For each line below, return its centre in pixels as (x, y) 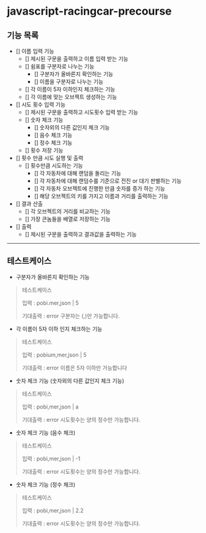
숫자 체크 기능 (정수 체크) (46, 484)
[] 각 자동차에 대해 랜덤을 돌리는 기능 (78, 173)
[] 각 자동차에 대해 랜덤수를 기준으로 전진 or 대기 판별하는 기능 (108, 181)
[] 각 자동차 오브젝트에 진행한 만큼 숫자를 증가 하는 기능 (100, 188)
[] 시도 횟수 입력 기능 (41, 104)
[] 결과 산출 (29, 204)
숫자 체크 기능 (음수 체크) (46, 432)
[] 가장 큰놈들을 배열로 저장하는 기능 (68, 219)
